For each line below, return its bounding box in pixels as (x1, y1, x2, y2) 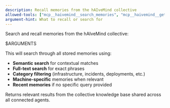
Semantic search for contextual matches (12, 60, 99, 66)
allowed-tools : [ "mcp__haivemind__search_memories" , (5, 12, 119, 17)
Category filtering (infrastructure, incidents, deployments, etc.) (12, 71, 145, 77)
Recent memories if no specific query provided (12, 82, 112, 88)
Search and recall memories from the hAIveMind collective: (5, 31, 129, 37)
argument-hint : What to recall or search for (5, 17, 103, 22)
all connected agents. (5, 97, 51, 103)
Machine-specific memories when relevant (12, 77, 104, 83)
